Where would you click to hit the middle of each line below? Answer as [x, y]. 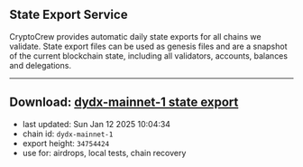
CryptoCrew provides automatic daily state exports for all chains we [135, 36]
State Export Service [69, 15]
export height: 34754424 [66, 143]
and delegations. [41, 65]
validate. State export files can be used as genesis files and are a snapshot [148, 46]
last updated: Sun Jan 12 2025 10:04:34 [96, 124]
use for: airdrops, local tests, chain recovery [104, 153]
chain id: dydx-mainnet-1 [68, 134]
